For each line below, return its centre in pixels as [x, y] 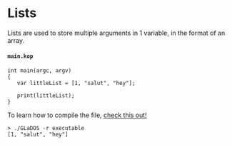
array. [16, 40]
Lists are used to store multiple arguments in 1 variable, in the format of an [116, 33]
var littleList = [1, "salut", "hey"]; [76, 84]
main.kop [20, 56]
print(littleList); [46, 96]
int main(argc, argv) [40, 71]
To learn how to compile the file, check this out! [77, 115]
